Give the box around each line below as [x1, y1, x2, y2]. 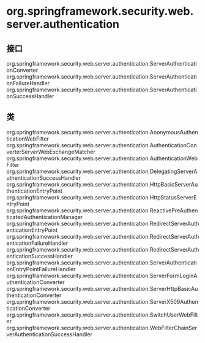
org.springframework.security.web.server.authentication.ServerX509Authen [6, 298, 199, 305]
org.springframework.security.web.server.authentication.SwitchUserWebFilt [6, 311, 198, 318]
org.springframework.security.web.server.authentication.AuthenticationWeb [6, 155, 198, 162]
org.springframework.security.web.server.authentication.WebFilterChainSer [6, 324, 198, 331]
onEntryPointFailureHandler [6, 265, 76, 272]
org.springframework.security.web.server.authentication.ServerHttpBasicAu [6, 285, 198, 292]
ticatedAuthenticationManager [6, 213, 83, 220]
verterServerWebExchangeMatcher [6, 148, 96, 155]
